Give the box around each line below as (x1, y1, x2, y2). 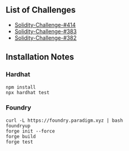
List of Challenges (5, 5, 76, 15)
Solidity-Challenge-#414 (14, 21, 76, 28)
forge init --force (5, 128, 55, 134)
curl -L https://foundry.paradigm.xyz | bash (5, 117, 123, 123)
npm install (5, 84, 36, 90)
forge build (5, 133, 36, 139)
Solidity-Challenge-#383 (14, 28, 77, 35)
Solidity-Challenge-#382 (14, 34, 77, 42)
